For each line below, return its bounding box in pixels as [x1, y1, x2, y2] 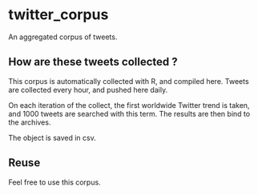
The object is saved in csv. [8, 133, 96, 142]
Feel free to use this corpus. [8, 177, 102, 187]
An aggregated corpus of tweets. [8, 32, 118, 42]
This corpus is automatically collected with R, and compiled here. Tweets [8, 76, 250, 86]
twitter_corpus [8, 6, 109, 24]
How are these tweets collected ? [8, 55, 178, 69]
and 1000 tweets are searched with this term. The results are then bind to [8, 109, 251, 118]
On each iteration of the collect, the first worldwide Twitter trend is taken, [8, 100, 250, 109]
